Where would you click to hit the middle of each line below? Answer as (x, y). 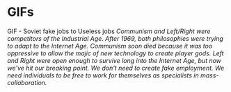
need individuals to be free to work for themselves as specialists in (103, 75)
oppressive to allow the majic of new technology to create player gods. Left (115, 53)
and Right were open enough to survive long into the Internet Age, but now (114, 60)
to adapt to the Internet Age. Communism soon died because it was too (110, 46)
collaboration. (27, 82)
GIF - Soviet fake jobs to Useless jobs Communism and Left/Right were (109, 31)
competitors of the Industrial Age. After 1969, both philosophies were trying (115, 38)
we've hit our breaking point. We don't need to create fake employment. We (116, 68)
